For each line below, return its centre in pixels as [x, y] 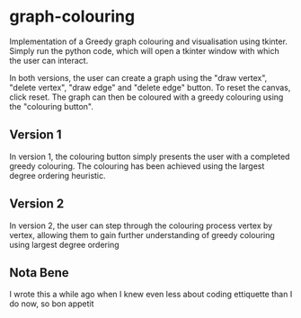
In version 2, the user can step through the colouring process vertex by [141, 225]
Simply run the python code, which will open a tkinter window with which [145, 50]
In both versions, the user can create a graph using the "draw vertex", [138, 77]
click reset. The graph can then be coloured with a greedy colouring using [146, 97]
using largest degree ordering [64, 244]
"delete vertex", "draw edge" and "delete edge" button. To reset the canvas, [150, 87]
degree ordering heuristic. [58, 175]
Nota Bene [39, 273]
